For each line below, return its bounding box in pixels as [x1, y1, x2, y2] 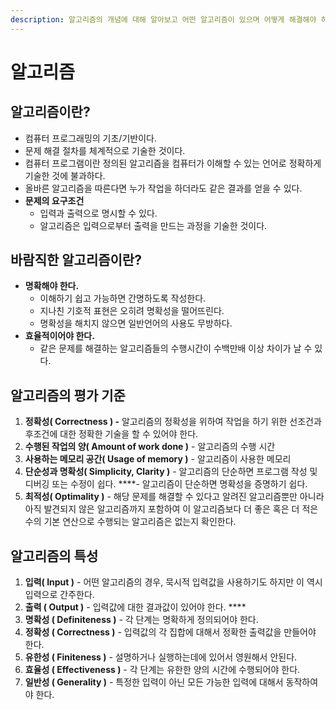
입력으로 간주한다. [24, 589, 95, 601]
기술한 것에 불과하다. [24, 169, 106, 181]
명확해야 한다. [24, 280, 80, 292]
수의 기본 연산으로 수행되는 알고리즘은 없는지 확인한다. [24, 516, 237, 528]
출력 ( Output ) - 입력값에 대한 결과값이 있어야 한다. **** [24, 601, 247, 613]
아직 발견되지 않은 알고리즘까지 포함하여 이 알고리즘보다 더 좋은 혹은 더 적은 [24, 503, 319, 515]
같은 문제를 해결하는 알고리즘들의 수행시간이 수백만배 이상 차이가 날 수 [39, 342, 313, 355]
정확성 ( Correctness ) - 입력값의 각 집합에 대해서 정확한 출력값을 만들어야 [24, 626, 317, 638]
